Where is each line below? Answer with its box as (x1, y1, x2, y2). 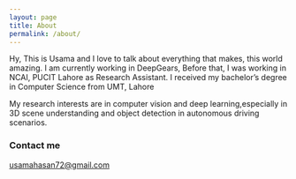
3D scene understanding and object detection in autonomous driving (9, 108, 260, 119)
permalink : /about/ (9, 29, 81, 38)
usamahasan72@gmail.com (9, 160, 110, 170)
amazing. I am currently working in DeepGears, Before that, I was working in (9, 63, 287, 73)
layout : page (9, 12, 57, 22)
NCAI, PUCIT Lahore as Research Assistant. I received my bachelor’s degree (9, 72, 287, 83)
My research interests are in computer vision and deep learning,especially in (9, 99, 288, 109)
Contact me (9, 139, 61, 152)
